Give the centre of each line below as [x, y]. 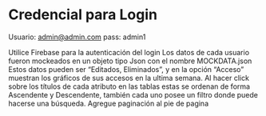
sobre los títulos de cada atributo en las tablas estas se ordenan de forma [129, 86]
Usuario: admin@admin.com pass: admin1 [77, 37]
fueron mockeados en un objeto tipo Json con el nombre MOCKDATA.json [130, 61]
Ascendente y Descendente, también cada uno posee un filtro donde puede [133, 94]
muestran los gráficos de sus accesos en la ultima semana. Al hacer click [129, 78]
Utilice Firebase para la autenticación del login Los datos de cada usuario [129, 52]
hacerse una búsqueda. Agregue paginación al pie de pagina [109, 103]
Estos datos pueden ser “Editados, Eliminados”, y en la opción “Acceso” [126, 69]
